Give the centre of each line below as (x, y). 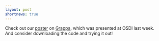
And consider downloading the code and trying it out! (59, 33)
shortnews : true (22, 14)
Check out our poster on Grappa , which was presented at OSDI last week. (80, 28)
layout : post (18, 10)
